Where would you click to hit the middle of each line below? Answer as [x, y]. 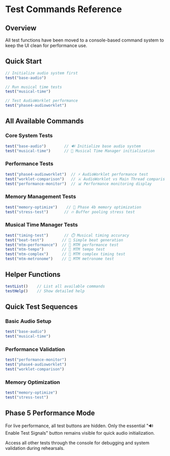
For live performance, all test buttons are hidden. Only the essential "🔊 [79, 426]
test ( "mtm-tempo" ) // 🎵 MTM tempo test [55, 250]
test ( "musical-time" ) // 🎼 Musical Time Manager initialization [80, 151]
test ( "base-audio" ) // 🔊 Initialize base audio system [73, 146]
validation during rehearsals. [35, 448]
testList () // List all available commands [55, 286]
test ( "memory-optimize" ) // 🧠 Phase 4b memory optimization [73, 207]
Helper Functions [33, 275]
